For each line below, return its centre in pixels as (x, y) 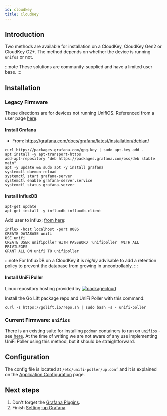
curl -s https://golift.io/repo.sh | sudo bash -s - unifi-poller (76, 307)
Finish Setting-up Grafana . (40, 407)
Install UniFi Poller (24, 277)
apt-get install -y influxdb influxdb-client (53, 211)
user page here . (21, 118)
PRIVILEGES (16, 247)
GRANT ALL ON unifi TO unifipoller (42, 251)
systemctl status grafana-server (40, 185)
